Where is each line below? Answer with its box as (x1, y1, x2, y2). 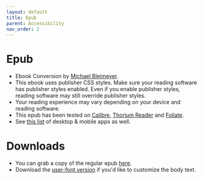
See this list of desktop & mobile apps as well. (15, 118, 131, 125)
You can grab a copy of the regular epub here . (15, 159, 132, 167)
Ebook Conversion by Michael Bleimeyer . (15, 73, 119, 80)
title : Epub (6, 15, 37, 21)
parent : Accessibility (6, 20, 64, 26)
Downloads (6, 139, 65, 153)
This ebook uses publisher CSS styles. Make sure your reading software (15, 79, 197, 86)
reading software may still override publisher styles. (15, 92, 146, 100)
